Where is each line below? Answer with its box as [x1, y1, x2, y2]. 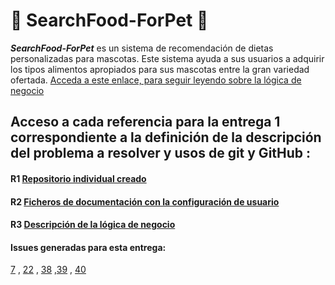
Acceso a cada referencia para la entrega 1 [10, 114, 281, 131]
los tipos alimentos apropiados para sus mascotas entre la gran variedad [10, 63, 310, 75]
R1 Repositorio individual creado [10, 172, 147, 184]
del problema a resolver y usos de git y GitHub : [10, 145, 312, 162]
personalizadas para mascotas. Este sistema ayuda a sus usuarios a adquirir [10, 52, 325, 64]
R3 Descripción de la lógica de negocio [10, 219, 176, 231]
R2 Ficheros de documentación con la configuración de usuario [10, 195, 280, 208]
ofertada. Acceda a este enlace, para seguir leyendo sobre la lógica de [10, 74, 302, 86]
